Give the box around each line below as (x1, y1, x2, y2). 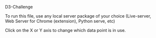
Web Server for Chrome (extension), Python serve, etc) (5, 19, 115, 24)
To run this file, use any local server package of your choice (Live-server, (5, 13, 152, 19)
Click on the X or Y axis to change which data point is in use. (5, 28, 126, 33)
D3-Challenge (5, 4, 33, 9)
